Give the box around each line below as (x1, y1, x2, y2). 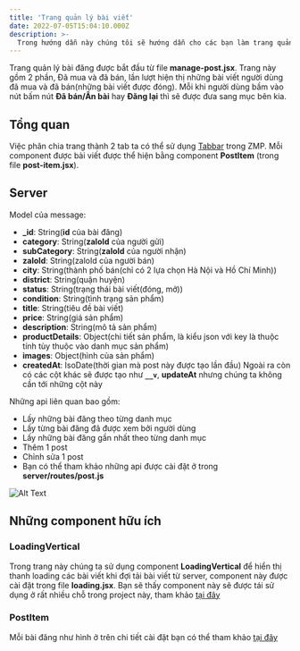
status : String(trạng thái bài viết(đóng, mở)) (21, 283, 183, 294)
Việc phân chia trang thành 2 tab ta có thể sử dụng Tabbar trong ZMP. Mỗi (9, 140, 283, 152)
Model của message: (9, 209, 87, 220)
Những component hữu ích (9, 513, 162, 528)
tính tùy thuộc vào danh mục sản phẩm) (21, 341, 170, 351)
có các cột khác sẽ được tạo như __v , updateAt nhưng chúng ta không (21, 368, 283, 380)
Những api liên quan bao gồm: (9, 395, 121, 407)
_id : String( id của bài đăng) (21, 226, 123, 237)
